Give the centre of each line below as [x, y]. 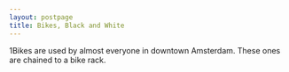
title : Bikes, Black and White [67, 25]
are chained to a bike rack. [58, 60]
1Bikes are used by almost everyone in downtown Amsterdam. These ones [145, 50]
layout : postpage [41, 17]
